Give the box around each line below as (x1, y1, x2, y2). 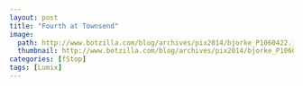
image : (9, 30, 34, 39)
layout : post (9, 13, 59, 22)
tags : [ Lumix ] (9, 64, 63, 73)
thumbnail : (17, 47, 59, 56)
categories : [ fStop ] (9, 55, 87, 64)
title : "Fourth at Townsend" (9, 21, 119, 30)
